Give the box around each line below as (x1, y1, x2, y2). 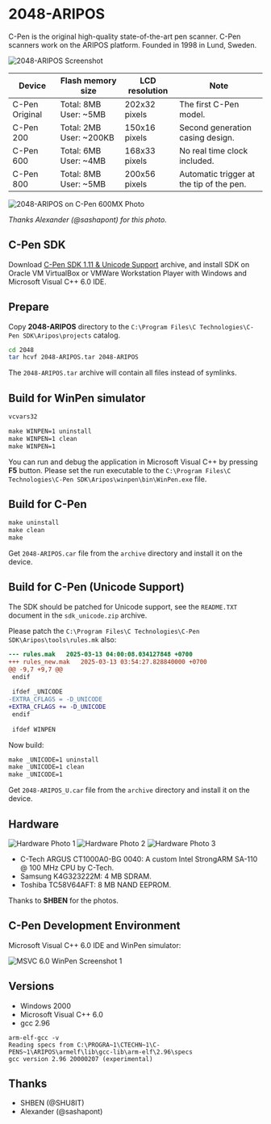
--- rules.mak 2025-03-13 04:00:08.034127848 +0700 (8, 650, 194, 658)
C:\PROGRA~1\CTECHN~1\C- (77, 1041, 161, 1049)
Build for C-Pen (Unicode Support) (8, 581, 185, 594)
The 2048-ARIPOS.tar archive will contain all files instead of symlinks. (8, 368, 237, 378)
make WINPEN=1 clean (8, 434, 78, 442)
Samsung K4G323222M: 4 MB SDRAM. (19, 871, 152, 881)
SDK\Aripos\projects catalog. (23, 330, 121, 340)
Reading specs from (8, 1041, 74, 1049)
